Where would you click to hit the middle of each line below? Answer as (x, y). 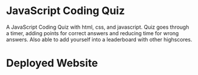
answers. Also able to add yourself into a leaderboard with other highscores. (99, 39)
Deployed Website (52, 63)
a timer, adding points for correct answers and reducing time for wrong (92, 33)
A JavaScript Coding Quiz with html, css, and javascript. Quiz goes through (98, 27)
